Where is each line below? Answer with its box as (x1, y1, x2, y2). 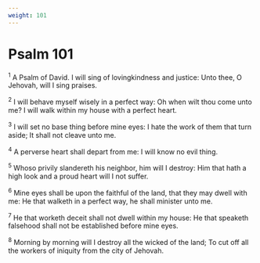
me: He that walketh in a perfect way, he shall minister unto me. (8, 196, 213, 206)
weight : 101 (8, 11, 47, 20)
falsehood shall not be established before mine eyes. (8, 221, 179, 231)
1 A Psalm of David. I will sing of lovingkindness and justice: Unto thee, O (8, 71, 243, 82)
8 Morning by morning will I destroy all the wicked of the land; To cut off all (8, 236, 249, 247)
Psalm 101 (8, 45, 74, 63)
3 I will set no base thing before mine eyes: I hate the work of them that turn (8, 121, 252, 131)
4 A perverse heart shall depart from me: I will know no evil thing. (8, 146, 218, 157)
